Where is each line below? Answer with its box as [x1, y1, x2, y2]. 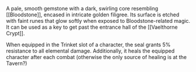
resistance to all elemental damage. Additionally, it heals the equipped [6, 47, 175, 54]
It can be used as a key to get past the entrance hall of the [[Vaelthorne [6, 23, 178, 30]
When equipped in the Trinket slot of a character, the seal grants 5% [6, 41, 171, 48]
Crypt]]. [6, 30, 25, 37]
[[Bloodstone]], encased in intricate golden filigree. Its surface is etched [6, 11, 180, 18]
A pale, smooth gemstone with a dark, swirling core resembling [6, 5, 159, 12]
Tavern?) [6, 60, 27, 67]
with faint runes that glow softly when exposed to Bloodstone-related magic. [6, 18, 191, 24]
